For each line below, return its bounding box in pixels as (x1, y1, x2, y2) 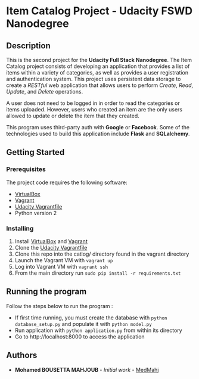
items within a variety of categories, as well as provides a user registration (6, 69, 189, 76)
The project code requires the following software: (6, 179, 128, 186)
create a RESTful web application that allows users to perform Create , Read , (6, 82, 194, 89)
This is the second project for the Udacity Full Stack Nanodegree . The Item (6, 57, 192, 63)
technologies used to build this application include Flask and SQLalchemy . (6, 130, 190, 137)
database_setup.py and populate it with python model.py (14, 320, 152, 327)
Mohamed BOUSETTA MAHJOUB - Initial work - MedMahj (14, 366, 159, 373)
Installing (6, 224, 34, 232)
